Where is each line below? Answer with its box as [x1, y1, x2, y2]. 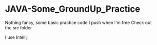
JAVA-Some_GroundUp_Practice [5, 3, 140, 15]
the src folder [5, 24, 32, 30]
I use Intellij [5, 34, 28, 40]
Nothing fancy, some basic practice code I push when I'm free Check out [5, 20, 152, 25]
